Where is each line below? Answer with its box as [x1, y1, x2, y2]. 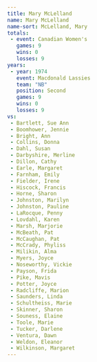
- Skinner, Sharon [10, 306, 63, 314]
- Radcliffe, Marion [10, 287, 69, 294]
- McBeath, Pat [10, 229, 54, 236]
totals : [7, 29, 30, 37]
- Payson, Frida [10, 267, 57, 274]
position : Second [16, 87, 67, 94]
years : [7, 62, 26, 69]
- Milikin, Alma [10, 248, 57, 255]
